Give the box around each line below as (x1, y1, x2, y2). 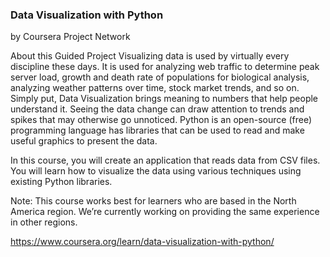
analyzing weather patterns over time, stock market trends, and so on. (10, 82, 300, 94)
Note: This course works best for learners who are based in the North (10, 195, 297, 207)
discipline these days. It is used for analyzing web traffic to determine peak (10, 61, 320, 73)
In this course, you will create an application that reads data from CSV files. (10, 154, 321, 167)
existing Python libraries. (10, 176, 113, 188)
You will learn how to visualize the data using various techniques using (10, 165, 302, 177)
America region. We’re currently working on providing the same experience (10, 206, 320, 218)
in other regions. (10, 216, 78, 228)
